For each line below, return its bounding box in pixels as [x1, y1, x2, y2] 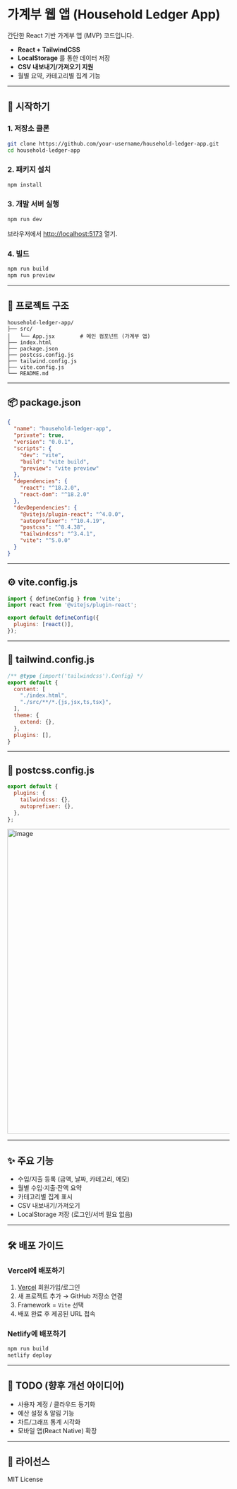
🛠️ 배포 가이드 [7, 1240, 64, 1252]
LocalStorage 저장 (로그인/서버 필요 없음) [17, 1210, 133, 1219]
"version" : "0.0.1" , [13, 439, 74, 446]
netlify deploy [7, 1352, 52, 1359]
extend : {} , [20, 718, 55, 725]
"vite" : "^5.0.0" [20, 537, 71, 544]
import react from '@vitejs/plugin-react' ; [7, 601, 138, 608]
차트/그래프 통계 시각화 [17, 1418, 81, 1426]
